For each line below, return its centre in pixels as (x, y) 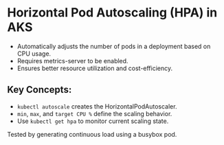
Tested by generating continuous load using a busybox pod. (92, 134)
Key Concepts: (40, 90)
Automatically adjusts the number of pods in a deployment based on (114, 46)
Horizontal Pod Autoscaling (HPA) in (112, 13)
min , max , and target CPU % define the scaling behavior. (94, 113)
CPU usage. (34, 54)
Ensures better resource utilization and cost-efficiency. (95, 68)
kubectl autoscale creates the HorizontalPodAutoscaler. (97, 106)
